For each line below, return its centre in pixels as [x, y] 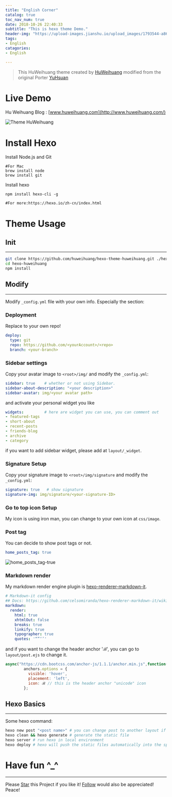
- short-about [20, 422]
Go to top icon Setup [31, 508]
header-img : [18, 34]
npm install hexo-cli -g [32, 194]
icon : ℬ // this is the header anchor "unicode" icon [87, 683]
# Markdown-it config [28, 596]
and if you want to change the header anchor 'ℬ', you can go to [72, 649]
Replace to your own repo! [33, 326]
